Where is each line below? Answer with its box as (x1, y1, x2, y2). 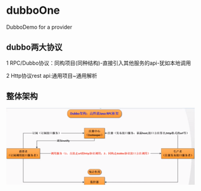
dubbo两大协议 (6, 43, 63, 53)
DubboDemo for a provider (6, 23, 72, 31)
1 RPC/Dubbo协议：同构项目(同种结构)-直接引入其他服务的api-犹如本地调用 (6, 59, 191, 66)
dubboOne (6, 4, 60, 17)
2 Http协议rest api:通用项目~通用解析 (6, 72, 98, 79)
